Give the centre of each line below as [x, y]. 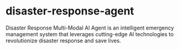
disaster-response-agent [70, 11]
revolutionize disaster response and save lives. [63, 40]
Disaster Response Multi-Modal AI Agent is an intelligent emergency [90, 28]
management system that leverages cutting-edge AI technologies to [90, 34]
